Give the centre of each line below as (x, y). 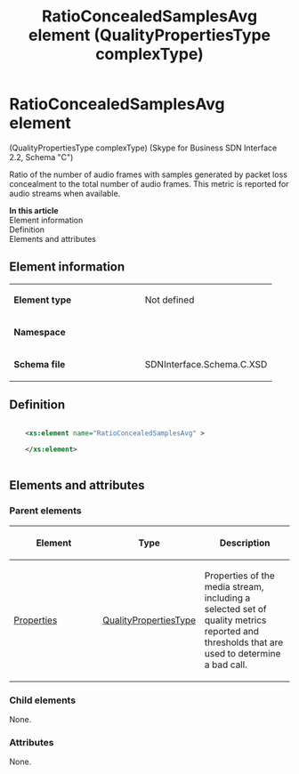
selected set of (235, 609)
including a (227, 598)
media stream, (234, 586)
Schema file (40, 364)
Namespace (40, 332)
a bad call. (226, 665)
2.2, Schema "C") (41, 157)
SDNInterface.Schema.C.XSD (206, 364)
